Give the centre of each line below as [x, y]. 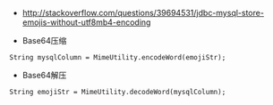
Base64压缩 [44, 40]
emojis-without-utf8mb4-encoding [86, 22]
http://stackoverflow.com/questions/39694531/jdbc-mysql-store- [143, 13]
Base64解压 [44, 75]
